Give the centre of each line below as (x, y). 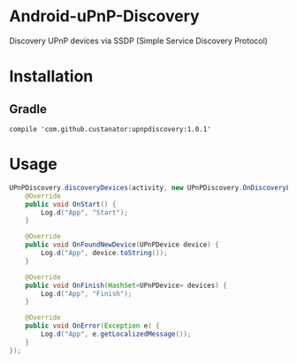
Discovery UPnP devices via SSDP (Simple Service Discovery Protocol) (138, 41)
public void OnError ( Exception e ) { (93, 326)
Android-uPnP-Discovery (105, 16)
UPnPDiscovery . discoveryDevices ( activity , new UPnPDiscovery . (126, 187)
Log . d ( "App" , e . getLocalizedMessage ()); (116, 334)
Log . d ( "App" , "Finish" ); (87, 293)
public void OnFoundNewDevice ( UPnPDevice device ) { (122, 245)
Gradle (28, 109)
